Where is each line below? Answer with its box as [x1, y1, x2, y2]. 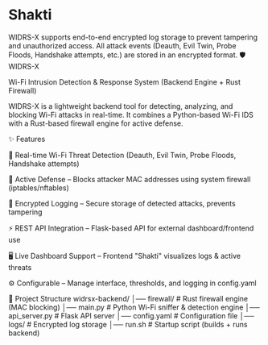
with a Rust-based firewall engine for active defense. [8, 118, 183, 128]
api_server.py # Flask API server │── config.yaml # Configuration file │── [8, 310, 255, 320]
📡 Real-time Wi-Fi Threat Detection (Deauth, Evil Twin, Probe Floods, [8, 150, 237, 160]
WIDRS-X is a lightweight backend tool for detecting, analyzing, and [8, 101, 233, 110]
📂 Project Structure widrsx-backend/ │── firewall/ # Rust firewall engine [8, 293, 248, 303]
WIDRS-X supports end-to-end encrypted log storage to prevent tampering [8, 32, 258, 42]
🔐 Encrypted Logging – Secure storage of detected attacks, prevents [8, 198, 236, 208]
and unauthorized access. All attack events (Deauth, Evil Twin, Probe [8, 40, 237, 50]
